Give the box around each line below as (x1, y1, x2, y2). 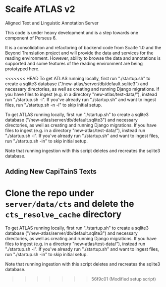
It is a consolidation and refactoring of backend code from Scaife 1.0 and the (5, 44, 162, 50)
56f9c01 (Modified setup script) (91, 276, 156, 282)
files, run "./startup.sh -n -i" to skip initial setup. (5, 102, 103, 108)
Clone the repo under (5, 187, 94, 199)
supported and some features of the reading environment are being (5, 60, 143, 66)
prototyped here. (5, 66, 40, 72)
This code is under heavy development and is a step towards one (5, 29, 139, 35)
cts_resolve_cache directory (5, 208, 122, 220)
